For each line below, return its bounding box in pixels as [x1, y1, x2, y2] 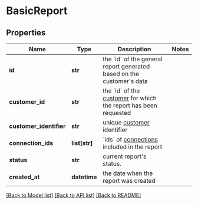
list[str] [71, 139, 93, 147]
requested [103, 109, 131, 117]
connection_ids [9, 139, 54, 147]
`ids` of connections [103, 136, 158, 143]
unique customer [103, 119, 150, 126]
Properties [6, 28, 46, 38]
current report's [103, 152, 147, 160]
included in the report [103, 143, 163, 151]
